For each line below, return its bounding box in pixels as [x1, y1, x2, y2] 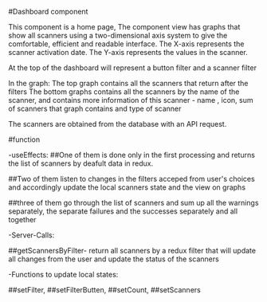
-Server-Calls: [8, 230, 55, 240]
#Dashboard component [8, 7, 88, 16]
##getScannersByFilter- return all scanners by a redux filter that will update [8, 246, 257, 255]
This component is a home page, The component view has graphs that [8, 22, 241, 31]
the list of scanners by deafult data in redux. [8, 159, 154, 168]
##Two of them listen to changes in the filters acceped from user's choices [8, 175, 255, 183]
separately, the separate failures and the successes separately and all [8, 206, 238, 216]
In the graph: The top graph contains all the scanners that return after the [8, 79, 249, 88]
